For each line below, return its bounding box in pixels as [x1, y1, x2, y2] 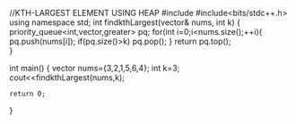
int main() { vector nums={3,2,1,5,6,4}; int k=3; [9, 62, 180, 73]
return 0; [9, 89, 47, 98]
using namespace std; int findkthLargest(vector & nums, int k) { [9, 17, 240, 28]
